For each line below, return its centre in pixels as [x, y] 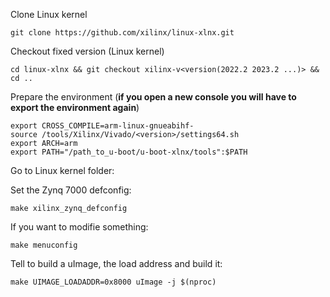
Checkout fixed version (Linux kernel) [87, 51]
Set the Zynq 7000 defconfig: [71, 190]
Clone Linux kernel [49, 14]
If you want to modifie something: [79, 227]
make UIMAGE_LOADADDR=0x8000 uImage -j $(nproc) [113, 282]
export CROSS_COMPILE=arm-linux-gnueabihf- [102, 126]
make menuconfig [44, 245]
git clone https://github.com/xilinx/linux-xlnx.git [122, 33]
